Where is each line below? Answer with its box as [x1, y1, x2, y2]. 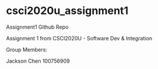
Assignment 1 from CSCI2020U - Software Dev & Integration [6, 34, 153, 42]
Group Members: [6, 46, 48, 53]
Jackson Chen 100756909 [6, 57, 70, 64]
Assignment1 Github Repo [6, 23, 69, 30]
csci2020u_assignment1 [6, 4, 129, 18]
